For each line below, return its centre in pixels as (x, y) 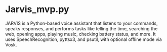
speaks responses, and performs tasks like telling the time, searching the (81, 28)
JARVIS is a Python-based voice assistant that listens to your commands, (81, 23)
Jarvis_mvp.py (37, 9)
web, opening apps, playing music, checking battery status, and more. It (80, 34)
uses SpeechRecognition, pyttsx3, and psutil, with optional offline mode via (83, 39)
